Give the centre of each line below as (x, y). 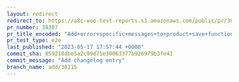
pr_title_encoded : (34, 34)
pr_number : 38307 (32, 27)
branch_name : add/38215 (42, 67)
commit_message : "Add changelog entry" (66, 61)
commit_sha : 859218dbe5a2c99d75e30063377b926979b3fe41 (90, 54)
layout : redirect (32, 14)
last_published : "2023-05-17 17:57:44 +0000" (75, 47)
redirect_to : (26, 21)
